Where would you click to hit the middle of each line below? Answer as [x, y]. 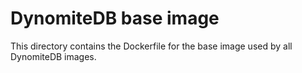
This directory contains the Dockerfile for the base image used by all [151, 46]
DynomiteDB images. [53, 56]
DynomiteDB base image [115, 18]
